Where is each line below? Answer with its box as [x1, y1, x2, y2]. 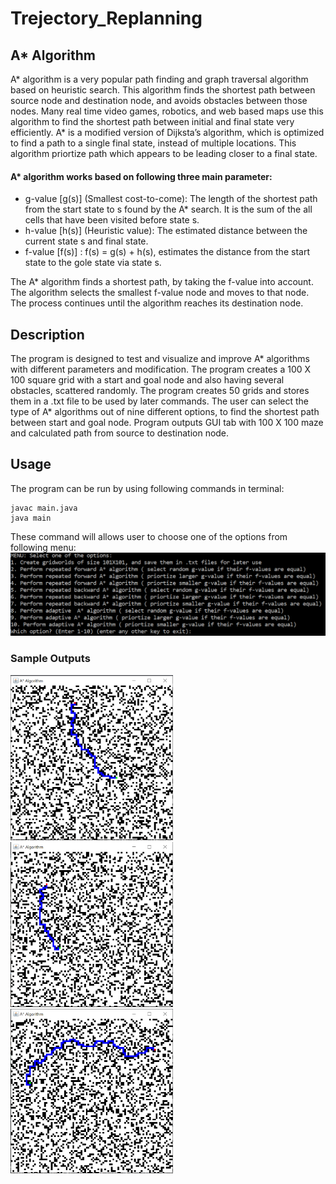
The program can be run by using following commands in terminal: [10, 482, 285, 494]
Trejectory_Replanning [10, 7, 203, 30]
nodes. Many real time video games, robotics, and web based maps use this [10, 105, 324, 117]
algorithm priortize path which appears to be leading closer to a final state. [10, 148, 318, 159]
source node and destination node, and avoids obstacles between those [10, 95, 308, 106]
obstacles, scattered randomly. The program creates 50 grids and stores [10, 385, 310, 397]
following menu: [10, 541, 77, 553]
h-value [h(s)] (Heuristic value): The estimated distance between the [24, 225, 308, 237]
